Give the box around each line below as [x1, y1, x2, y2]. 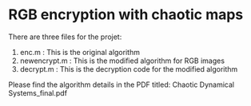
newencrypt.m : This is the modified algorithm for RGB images [19, 56, 225, 65]
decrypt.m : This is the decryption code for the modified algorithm [19, 64, 238, 73]
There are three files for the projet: [8, 32, 122, 41]
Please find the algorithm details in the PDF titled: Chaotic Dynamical [8, 80, 234, 89]
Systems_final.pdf [8, 88, 68, 97]
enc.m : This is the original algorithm [19, 47, 140, 57]
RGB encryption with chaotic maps [8, 6, 244, 24]
